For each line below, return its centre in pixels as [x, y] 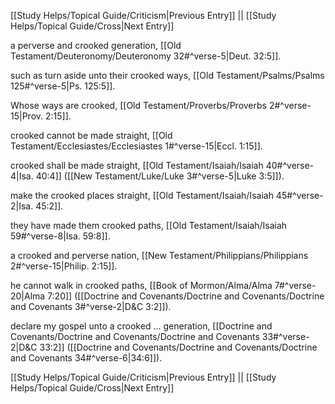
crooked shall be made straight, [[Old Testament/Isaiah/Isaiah [137, 165]
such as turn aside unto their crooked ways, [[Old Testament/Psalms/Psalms [167, 75]
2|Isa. [22, 206]
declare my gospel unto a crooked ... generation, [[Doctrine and [141, 326]
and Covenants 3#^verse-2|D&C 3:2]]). [91, 306]
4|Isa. [22, 176]
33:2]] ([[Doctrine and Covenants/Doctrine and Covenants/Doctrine [178, 347]
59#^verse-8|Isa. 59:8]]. [60, 236]
